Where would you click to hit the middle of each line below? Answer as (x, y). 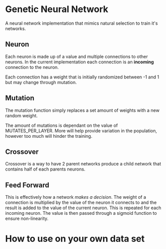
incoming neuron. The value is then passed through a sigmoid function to (81, 213)
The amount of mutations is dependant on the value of (62, 125)
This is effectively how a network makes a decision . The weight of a (76, 197)
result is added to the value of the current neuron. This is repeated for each (83, 208)
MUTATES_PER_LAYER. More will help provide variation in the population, (81, 131)
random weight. (21, 115)
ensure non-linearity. (27, 219)
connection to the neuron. (32, 67)
